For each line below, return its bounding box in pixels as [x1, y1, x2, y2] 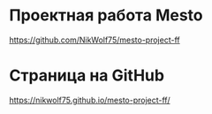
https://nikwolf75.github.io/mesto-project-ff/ [9, 95, 170, 105]
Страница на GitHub [9, 65, 165, 86]
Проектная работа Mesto [9, 5, 203, 26]
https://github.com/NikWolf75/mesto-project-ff [9, 34, 180, 45]
